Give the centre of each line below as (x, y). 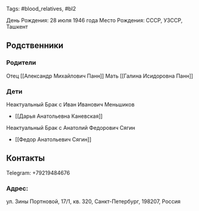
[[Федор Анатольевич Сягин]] (53, 139)
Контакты (25, 158)
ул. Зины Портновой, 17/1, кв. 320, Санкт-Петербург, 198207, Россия (94, 201)
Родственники (35, 45)
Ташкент (17, 27)
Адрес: (17, 188)
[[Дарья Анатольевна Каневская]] (59, 116)
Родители (21, 63)
